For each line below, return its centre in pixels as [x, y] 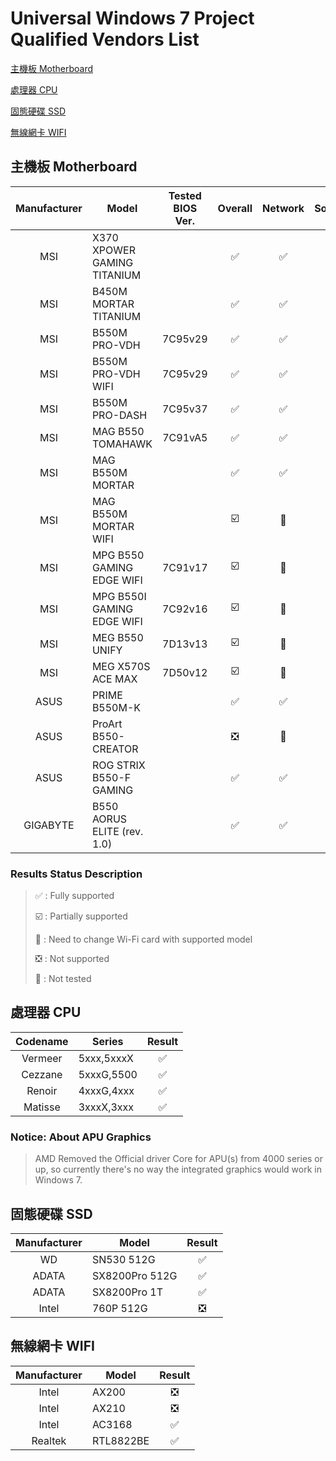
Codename [42, 1041]
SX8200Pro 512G [134, 1275]
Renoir [42, 1090]
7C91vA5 [185, 437]
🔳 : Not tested [63, 979]
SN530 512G [123, 1259]
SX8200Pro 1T [127, 1292]
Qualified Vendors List [105, 39]
